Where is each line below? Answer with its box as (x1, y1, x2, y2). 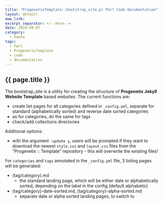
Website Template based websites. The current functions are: (5, 94, 130, 100)
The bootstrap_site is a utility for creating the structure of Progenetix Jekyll (5, 89, 157, 95)
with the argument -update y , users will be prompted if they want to (12, 138, 148, 144)
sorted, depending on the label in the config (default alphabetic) (19, 183, 148, 189)
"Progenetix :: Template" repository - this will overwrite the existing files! (12, 148, 158, 154)
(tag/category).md (12, 173, 49, 178)
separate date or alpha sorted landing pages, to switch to (19, 193, 135, 199)
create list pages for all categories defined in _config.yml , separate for (12, 103, 155, 109)
